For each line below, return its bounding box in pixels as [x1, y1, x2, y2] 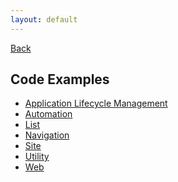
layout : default [10, 14, 78, 25]
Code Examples [10, 71, 110, 88]
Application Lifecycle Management [24, 97, 168, 110]
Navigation [24, 129, 70, 141]
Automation [24, 108, 73, 120]
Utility [24, 151, 50, 163]
